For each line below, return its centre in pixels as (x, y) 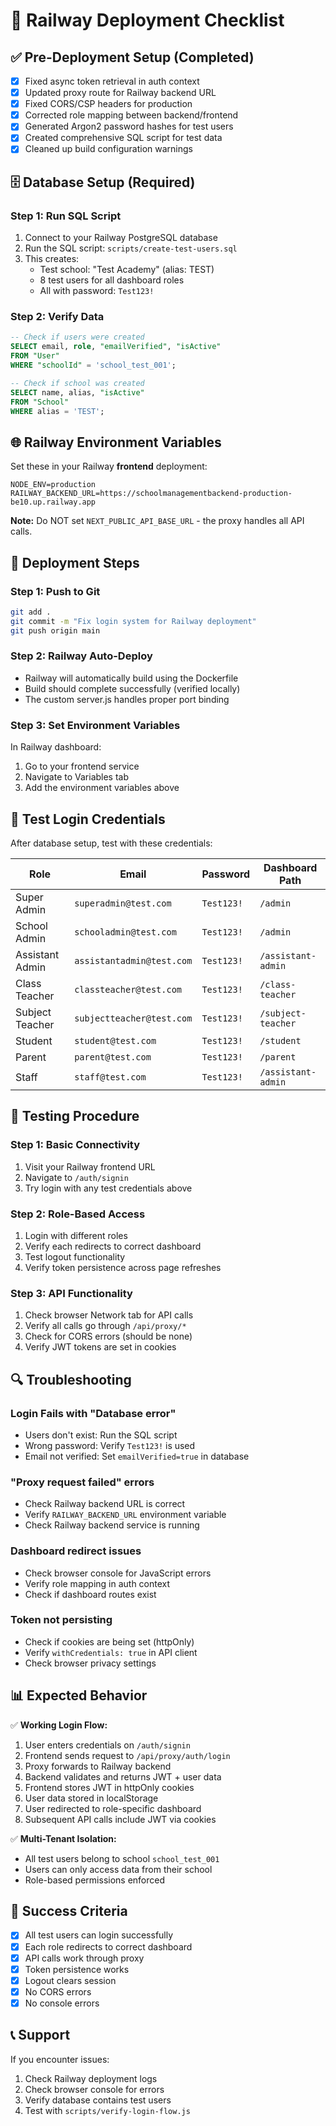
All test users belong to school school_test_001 (122, 1858)
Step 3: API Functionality (71, 1293)
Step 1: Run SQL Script (66, 216)
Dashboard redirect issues (76, 1551)
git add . (31, 612)
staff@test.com (110, 1077)
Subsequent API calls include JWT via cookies (120, 1819)
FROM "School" (40, 402)
